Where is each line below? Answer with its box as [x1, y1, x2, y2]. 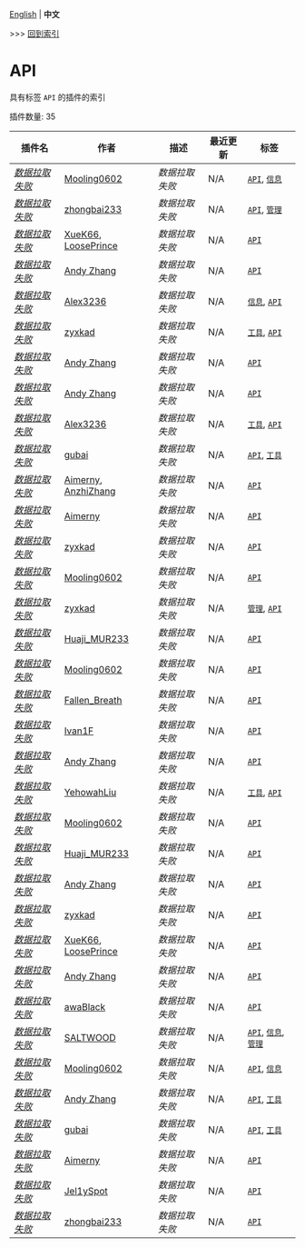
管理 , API [247, 602, 282, 614]
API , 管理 [247, 203, 282, 215]
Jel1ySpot [64, 1184, 109, 1197]
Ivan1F [64, 724, 93, 737]
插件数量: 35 [9, 111, 56, 122]
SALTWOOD [64, 1031, 116, 1043]
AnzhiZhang [64, 484, 116, 497]
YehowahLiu [64, 785, 117, 798]
